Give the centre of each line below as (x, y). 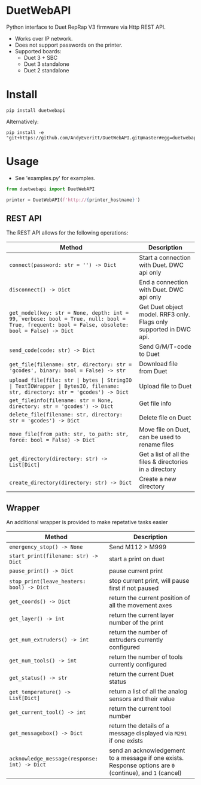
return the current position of (149, 598)
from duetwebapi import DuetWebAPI (51, 189)
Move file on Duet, (165, 430)
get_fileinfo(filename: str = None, (61, 401)
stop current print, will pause (149, 581)
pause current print (136, 571)
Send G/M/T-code (165, 346)
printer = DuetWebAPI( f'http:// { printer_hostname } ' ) (73, 200)
